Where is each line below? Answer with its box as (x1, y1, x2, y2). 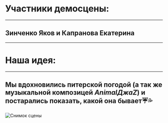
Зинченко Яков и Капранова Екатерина (5, 29, 135, 37)
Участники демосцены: (5, 3, 109, 14)
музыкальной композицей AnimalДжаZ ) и (5, 88, 145, 97)
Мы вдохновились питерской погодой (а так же (5, 81, 162, 89)
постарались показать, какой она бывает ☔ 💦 (5, 97, 152, 105)
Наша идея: (5, 54, 56, 66)
